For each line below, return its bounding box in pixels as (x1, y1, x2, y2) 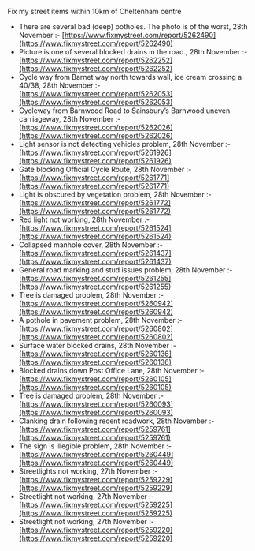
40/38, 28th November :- (18, 81, 101, 90)
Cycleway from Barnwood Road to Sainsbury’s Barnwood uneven (18, 106, 231, 115)
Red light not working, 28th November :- (18, 215, 150, 224)
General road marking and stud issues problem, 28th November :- (18, 265, 233, 275)
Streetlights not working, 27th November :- (18, 467, 158, 476)
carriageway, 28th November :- (18, 114, 121, 123)
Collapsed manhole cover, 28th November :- (18, 240, 163, 249)
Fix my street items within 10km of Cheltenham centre (7, 7, 182, 16)
